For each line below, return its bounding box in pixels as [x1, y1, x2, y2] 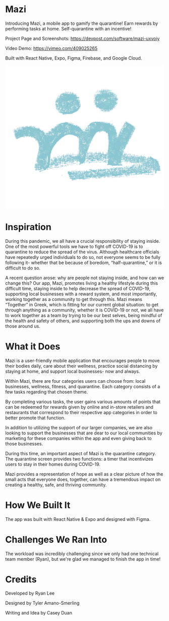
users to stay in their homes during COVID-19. [5, 461, 101, 467]
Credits [5, 573, 37, 585]
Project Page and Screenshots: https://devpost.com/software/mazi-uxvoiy [5, 35, 160, 41]
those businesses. [5, 440, 43, 447]
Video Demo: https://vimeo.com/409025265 [5, 45, 98, 51]
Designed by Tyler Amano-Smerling [5, 600, 80, 606]
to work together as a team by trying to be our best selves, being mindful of [5, 312, 162, 318]
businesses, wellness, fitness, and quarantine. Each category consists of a [5, 383, 160, 389]
